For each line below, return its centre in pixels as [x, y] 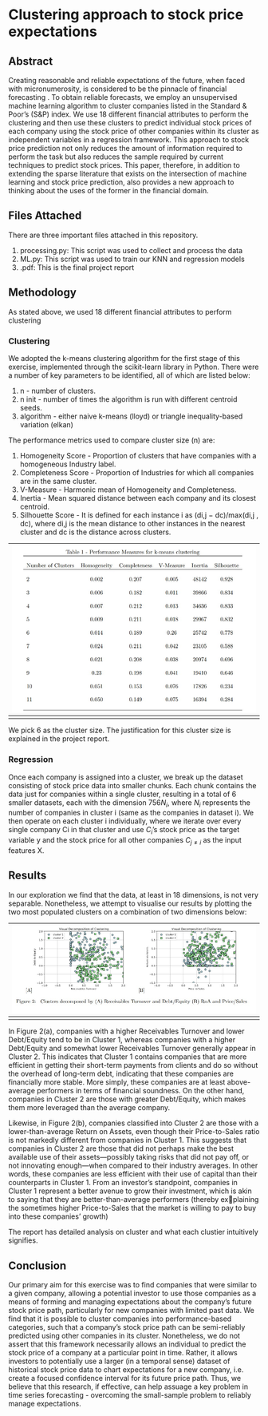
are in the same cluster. [58, 481]
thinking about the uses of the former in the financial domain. [108, 190]
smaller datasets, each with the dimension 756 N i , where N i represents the [130, 803]
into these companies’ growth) [59, 1216]
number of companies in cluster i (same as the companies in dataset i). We [131, 813]
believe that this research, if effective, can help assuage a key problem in [128, 1386]
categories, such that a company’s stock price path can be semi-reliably [127, 1327]
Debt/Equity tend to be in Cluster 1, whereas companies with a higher [122, 1040]
